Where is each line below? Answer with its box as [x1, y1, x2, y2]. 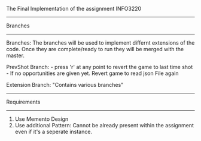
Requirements [6, 98, 41, 105]
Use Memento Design [14, 115, 69, 123]
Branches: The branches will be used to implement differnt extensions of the [6, 39, 195, 46]
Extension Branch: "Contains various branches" [6, 82, 124, 88]
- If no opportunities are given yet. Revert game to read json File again [6, 70, 179, 77]
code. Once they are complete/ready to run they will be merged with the [6, 46, 184, 52]
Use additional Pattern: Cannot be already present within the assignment [14, 122, 194, 129]
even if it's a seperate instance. [14, 128, 93, 135]
